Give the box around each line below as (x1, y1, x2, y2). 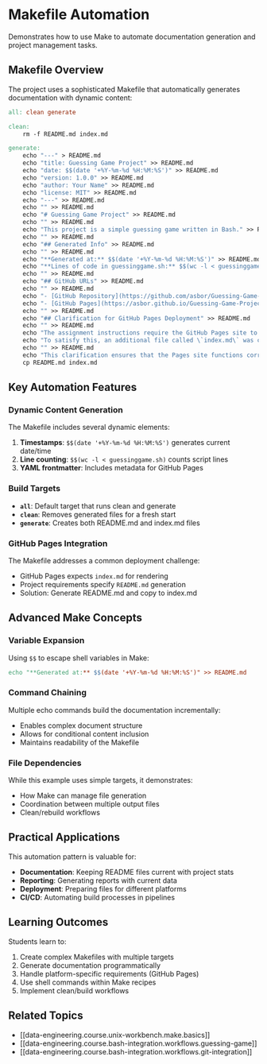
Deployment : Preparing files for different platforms (19, 884, 187, 893)
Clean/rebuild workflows (19, 808, 101, 818)
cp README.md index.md (22, 358, 98, 366)
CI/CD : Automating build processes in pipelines (19, 892, 176, 902)
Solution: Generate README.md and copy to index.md (19, 588, 197, 598)
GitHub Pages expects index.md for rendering (19, 571, 168, 581)
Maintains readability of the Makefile (19, 737, 140, 747)
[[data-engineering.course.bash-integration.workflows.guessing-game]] (19, 1039, 257, 1048)
